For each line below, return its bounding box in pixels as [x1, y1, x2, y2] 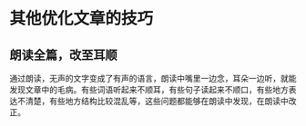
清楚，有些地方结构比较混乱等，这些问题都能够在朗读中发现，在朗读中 [25, 96, 289, 106]
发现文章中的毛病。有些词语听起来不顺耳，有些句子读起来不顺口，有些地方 [9, 84, 289, 95]
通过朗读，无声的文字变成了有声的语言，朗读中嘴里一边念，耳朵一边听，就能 [9, 73, 297, 83]
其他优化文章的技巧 [9, 8, 154, 29]
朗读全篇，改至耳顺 [9, 47, 117, 63]
